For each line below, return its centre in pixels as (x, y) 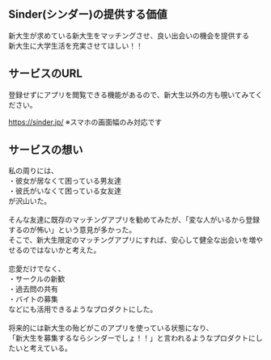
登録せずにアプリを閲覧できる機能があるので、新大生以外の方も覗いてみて (132, 95)
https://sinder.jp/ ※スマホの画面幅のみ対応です (85, 122)
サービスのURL (46, 74)
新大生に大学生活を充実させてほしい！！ (76, 45)
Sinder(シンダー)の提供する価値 (88, 15)
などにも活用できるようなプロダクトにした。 (83, 309)
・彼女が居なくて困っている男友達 (65, 181)
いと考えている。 (44, 348)
